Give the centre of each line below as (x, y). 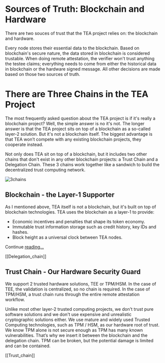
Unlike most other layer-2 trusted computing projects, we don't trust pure (79, 309)
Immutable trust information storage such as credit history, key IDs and (84, 227)
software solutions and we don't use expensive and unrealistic (68, 314)
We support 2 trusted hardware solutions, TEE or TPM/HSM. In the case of (81, 284)
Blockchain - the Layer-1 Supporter (60, 195)
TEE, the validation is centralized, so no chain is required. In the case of (78, 289)
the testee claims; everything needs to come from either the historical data (81, 64)
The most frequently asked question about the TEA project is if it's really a (80, 118)
